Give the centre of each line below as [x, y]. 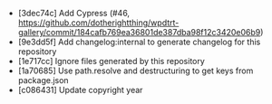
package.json [44, 80]
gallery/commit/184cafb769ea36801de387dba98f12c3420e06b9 [139, 32]
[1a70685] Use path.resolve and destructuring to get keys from [136, 71]
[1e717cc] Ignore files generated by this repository [112, 61]
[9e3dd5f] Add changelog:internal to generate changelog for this [139, 42]
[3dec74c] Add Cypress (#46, [73, 13]
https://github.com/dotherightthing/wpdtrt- [98, 23]
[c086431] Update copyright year [80, 90]
